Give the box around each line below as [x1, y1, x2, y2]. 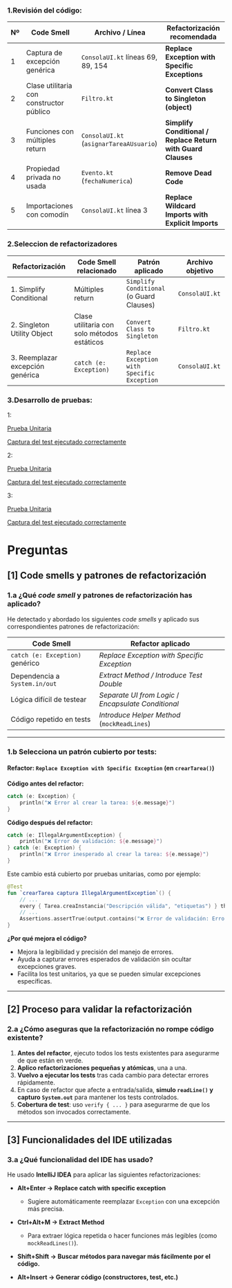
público [26, 107, 50, 116]
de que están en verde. [17, 1056, 84, 1064]
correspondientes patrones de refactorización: [7, 622, 140, 631]
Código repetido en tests [10, 714, 91, 724]
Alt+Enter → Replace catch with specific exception [17, 1184, 166, 1192]
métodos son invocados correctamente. [17, 1107, 131, 1116]
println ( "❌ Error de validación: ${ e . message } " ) [19, 838, 163, 845]
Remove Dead [165, 168, 212, 178]
